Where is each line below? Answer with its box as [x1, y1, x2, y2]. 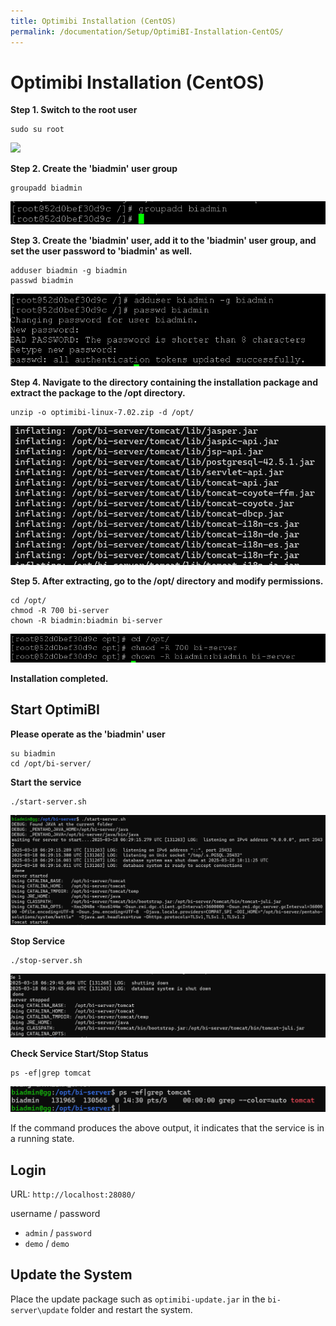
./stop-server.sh [10, 956, 83, 966]
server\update [10, 1305, 70, 1315]
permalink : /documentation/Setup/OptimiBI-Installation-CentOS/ [10, 26, 284, 37]
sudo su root [10, 125, 65, 135]
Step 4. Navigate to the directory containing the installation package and [10, 376, 319, 388]
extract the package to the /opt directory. [10, 386, 186, 399]
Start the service [10, 776, 82, 788]
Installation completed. [10, 672, 109, 684]
